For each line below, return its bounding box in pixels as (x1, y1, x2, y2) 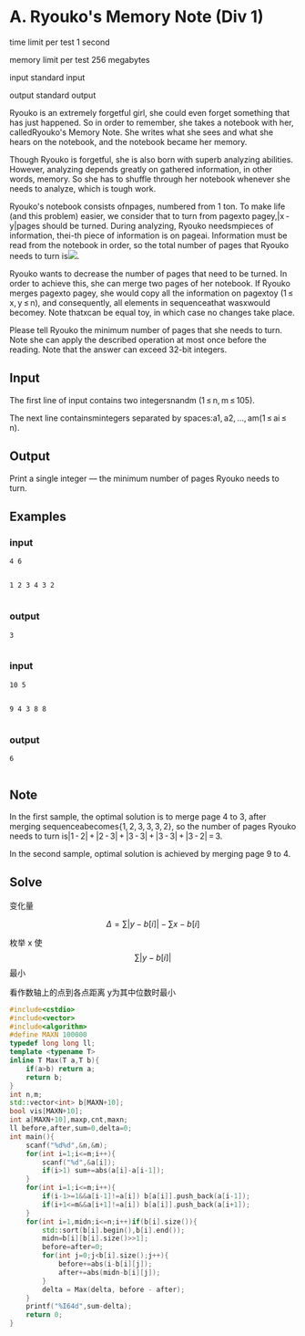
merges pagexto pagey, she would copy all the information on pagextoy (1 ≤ (9, 287, 294, 298)
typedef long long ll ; (9, 1039, 96, 1049)
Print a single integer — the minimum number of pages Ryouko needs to (9, 473, 280, 484)
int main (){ (9, 1132, 55, 1142)
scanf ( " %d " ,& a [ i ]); (42, 1157, 117, 1167)
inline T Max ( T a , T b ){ (9, 1056, 100, 1065)
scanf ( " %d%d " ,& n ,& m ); (25, 1141, 107, 1150)
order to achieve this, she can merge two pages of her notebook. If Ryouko (9, 277, 291, 288)
